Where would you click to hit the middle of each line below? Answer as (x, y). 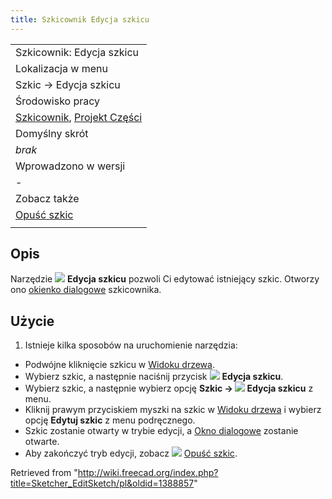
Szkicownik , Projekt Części (79, 117)
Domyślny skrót (52, 133)
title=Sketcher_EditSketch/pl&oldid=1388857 (102, 483)
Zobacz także (47, 198)
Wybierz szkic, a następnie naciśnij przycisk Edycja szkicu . (154, 377)
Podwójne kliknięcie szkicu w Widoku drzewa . (119, 365)
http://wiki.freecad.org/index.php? (148, 473)
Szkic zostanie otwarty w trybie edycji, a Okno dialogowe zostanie (161, 431)
